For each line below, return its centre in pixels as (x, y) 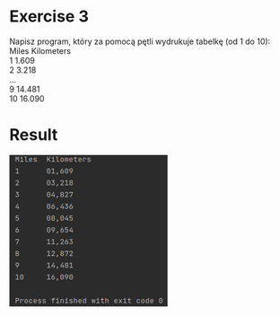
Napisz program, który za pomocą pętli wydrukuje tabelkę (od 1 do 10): (140, 41)
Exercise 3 (49, 17)
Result (34, 135)
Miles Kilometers (40, 50)
